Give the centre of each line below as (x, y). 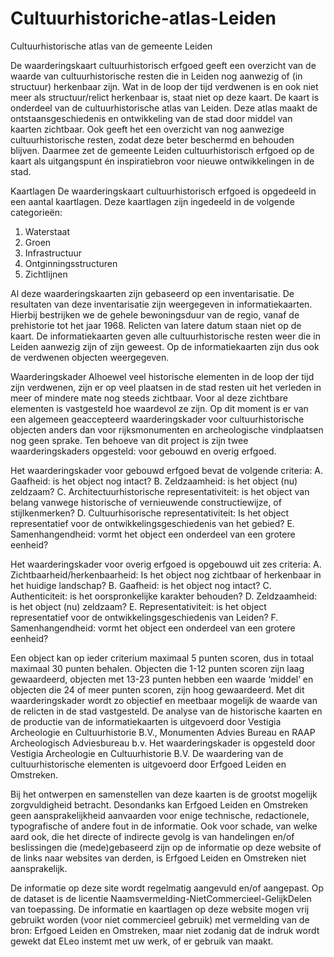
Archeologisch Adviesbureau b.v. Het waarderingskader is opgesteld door (163, 743)
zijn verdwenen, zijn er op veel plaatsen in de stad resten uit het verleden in (166, 387)
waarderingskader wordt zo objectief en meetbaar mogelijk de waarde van (164, 700)
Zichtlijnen (46, 274)
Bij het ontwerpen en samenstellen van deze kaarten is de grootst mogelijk (164, 794)
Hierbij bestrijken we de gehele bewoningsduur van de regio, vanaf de (155, 314)
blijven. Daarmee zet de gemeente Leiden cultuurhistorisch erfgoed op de (162, 150)
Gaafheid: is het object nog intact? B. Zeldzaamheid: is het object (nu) (154, 481)
